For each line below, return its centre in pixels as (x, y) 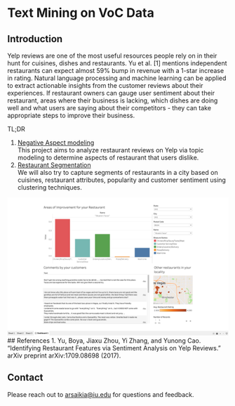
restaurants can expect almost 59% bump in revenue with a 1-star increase (116, 71)
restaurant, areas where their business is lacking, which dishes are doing (113, 100)
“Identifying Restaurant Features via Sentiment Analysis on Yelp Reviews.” (114, 348)
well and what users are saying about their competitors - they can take (109, 108)
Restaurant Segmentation (54, 165)
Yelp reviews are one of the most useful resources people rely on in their (112, 55)
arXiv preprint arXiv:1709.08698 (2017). (64, 355)
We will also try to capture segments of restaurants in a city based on (118, 172)
